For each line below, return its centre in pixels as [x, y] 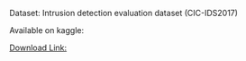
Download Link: [38, 48]
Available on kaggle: [46, 30]
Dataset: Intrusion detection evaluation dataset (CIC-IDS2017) [124, 13]
